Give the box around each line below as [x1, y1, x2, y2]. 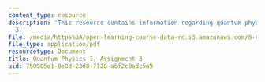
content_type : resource [8, 11, 87, 20]
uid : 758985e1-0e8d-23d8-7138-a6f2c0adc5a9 [8, 62, 154, 70]
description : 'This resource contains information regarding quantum [8, 19, 242, 27]
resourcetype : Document [8, 48, 87, 55]
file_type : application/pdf [8, 41, 101, 48]
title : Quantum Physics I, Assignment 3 [8, 55, 144, 63]
